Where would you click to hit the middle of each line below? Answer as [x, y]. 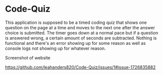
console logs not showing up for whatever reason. [55, 48]
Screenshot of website [28, 57]
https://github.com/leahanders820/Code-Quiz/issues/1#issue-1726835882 [81, 67]
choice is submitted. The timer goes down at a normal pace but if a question [82, 33]
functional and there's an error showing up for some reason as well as [75, 43]
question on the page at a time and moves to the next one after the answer [80, 27]
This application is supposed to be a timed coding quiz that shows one [76, 22]
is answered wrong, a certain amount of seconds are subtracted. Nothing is [81, 38]
